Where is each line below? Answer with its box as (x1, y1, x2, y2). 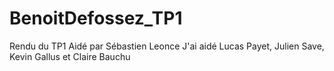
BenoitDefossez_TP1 (9, 7, 183, 30)
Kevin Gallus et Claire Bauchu (9, 50, 131, 62)
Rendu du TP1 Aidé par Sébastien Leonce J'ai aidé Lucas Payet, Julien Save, (9, 40, 325, 52)
